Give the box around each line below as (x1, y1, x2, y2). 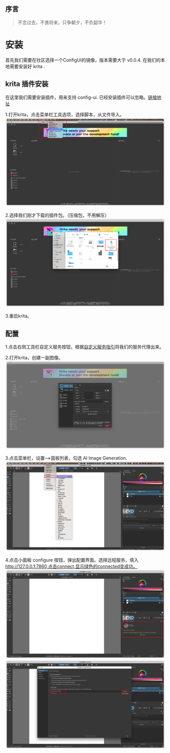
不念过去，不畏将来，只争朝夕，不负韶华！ (17, 19, 107, 25)
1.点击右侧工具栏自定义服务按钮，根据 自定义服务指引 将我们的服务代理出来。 (5, 344, 164, 350)
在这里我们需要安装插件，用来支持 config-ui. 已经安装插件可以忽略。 (5, 94, 148, 100)
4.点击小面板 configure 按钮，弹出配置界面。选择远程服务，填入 (5, 557, 139, 563)
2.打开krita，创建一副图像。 (5, 355, 63, 361)
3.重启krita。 (5, 313, 32, 319)
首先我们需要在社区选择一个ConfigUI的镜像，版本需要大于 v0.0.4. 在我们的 (5, 57, 161, 63)
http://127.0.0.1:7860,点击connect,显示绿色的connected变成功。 (5, 563, 138, 569)
